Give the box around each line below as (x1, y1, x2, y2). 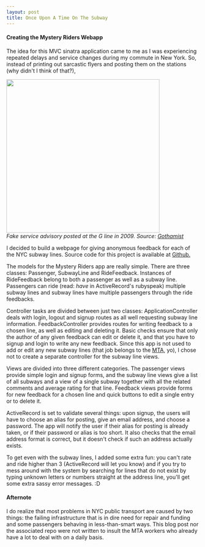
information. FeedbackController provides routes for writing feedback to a (6, 320, 193, 327)
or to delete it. (6, 397, 42, 405)
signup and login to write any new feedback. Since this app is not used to (6, 339, 192, 347)
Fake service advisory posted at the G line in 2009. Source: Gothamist (6, 232, 184, 239)
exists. (6, 441, 23, 449)
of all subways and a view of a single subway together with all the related (6, 378, 191, 385)
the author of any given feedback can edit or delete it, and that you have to (6, 333, 195, 341)
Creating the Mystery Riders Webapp (6, 34, 103, 41)
